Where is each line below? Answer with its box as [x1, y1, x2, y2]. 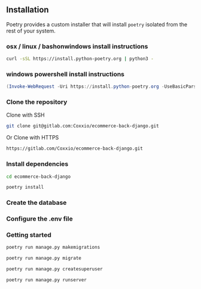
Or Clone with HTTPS [6, 134, 59, 141]
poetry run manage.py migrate [6, 255, 82, 261]
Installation [6, 5, 49, 15]
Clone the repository [6, 98, 68, 106]
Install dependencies [6, 160, 69, 168]
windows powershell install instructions [6, 70, 124, 78]
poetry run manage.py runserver [6, 277, 87, 283]
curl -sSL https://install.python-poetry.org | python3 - [6, 56, 154, 62]
